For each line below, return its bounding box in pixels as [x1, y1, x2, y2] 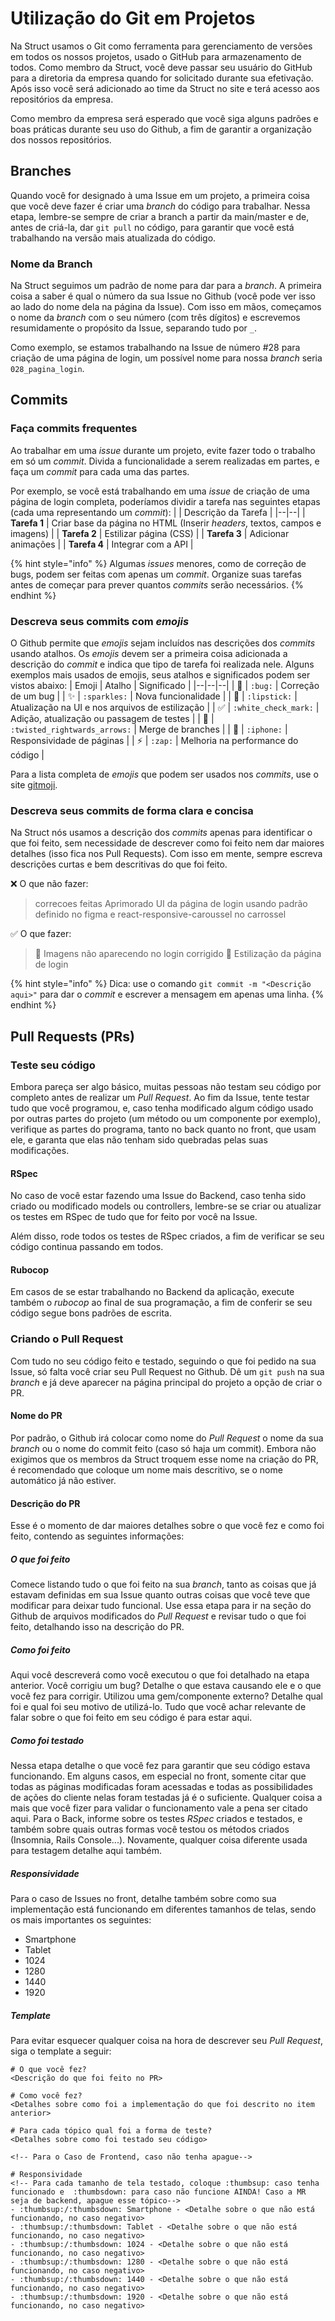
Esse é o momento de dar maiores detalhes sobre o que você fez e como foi [10, 1520, 325, 1532]
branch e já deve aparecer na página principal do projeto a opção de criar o [10, 1376, 323, 1388]
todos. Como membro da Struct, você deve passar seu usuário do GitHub [10, 61, 313, 73]
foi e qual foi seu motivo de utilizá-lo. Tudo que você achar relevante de [10, 1701, 307, 1713]
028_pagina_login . [10, 363, 85, 375]
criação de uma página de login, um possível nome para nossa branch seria [10, 352, 323, 364]
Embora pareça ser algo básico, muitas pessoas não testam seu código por [10, 1081, 322, 1093]
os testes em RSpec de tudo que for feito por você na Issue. [10, 1211, 258, 1223]
